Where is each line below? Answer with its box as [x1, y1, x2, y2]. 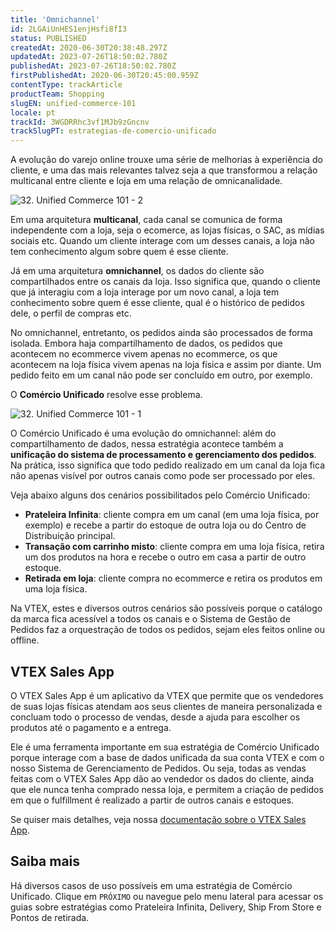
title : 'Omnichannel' [10, 14, 101, 25]
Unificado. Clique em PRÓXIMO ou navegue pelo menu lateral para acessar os [10, 890, 324, 902]
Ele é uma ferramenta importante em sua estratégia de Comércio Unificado [10, 741, 320, 753]
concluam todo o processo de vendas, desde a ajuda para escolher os [10, 711, 301, 723]
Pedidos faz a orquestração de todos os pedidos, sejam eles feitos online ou [10, 624, 326, 636]
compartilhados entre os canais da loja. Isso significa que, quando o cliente [10, 276, 322, 288]
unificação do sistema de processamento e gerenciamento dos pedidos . [10, 449, 317, 461]
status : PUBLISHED [10, 33, 87, 43]
